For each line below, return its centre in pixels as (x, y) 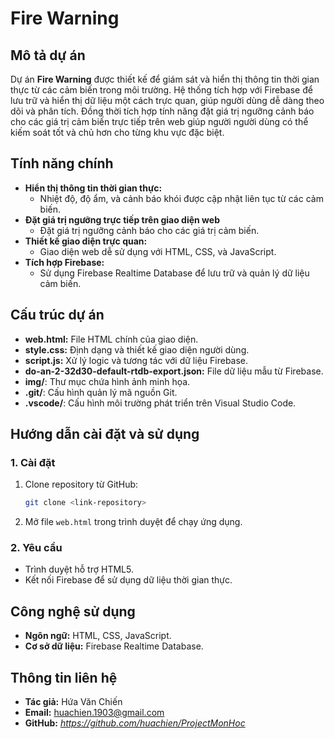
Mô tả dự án (48, 55)
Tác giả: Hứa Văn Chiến (73, 702)
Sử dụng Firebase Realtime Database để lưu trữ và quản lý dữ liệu (174, 273)
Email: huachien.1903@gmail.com (94, 713)
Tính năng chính (62, 163)
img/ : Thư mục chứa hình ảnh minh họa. (107, 381)
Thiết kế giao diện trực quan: (86, 241)
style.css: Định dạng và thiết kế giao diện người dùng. (137, 349)
